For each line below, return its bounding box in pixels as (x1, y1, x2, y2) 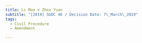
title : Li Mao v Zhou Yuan (5, 7, 63, 12)
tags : (5, 16, 17, 21)
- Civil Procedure (10, 21, 50, 26)
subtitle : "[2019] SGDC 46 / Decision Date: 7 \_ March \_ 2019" (5, 12, 138, 17)
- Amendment (10, 26, 36, 31)
